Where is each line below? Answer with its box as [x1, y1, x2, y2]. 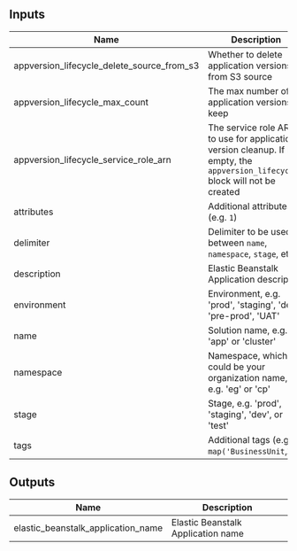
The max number [207, 84, 279, 97]
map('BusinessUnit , [207, 445, 288, 457]
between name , [207, 237, 268, 249]
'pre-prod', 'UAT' [207, 309, 280, 322]
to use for [207, 132, 248, 144]
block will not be [207, 175, 276, 187]
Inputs [9, 7, 46, 22]
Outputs [9, 475, 56, 490]
